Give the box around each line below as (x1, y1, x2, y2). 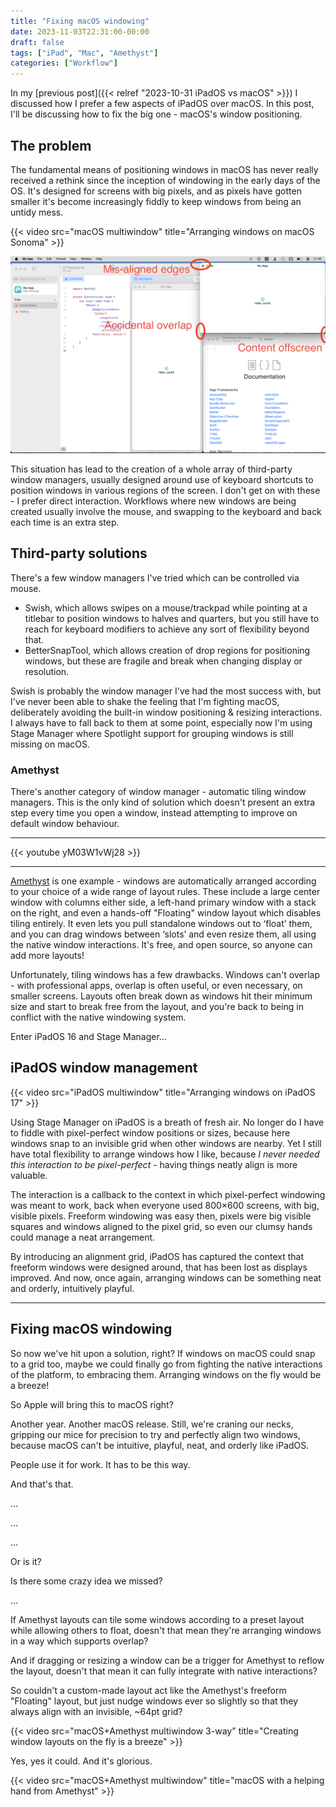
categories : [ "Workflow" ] (10, 58, 118, 69)
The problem (10, 137, 92, 154)
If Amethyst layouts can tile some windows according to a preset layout (10, 1613, 305, 1625)
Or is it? (10, 1555, 42, 1567)
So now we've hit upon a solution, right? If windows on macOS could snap (10, 1347, 316, 1359)
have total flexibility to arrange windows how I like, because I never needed (10, 1148, 320, 1160)
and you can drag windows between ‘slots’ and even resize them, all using (10, 928, 317, 940)
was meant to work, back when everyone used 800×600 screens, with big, (10, 1199, 320, 1211)
